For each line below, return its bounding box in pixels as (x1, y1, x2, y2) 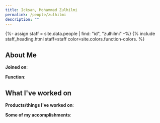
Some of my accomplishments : (5, 112, 71, 118)
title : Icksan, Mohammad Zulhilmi (5, 7, 78, 13)
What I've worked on (5, 89, 72, 97)
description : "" (5, 17, 39, 22)
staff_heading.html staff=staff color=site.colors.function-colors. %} (5, 36, 145, 42)
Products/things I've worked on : (5, 102, 74, 108)
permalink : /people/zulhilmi (5, 12, 66, 17)
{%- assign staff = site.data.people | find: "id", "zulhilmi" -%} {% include (5, 31, 155, 37)
